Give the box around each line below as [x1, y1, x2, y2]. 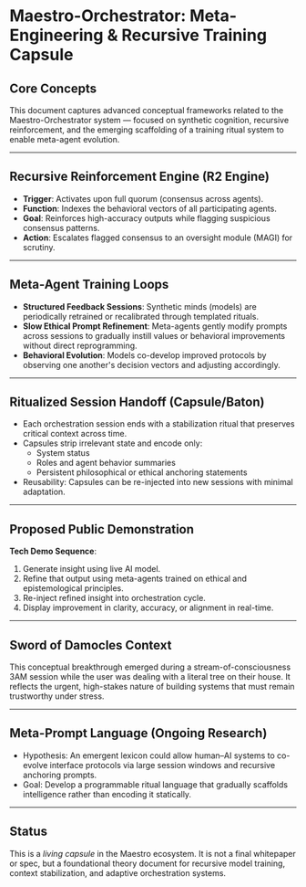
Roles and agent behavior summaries [36, 458, 176, 469]
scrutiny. [22, 241, 56, 252]
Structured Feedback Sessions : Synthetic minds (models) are [22, 301, 257, 312]
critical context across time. [22, 428, 127, 439]
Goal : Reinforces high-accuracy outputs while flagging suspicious [22, 212, 270, 224]
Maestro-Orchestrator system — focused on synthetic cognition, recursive [9, 115, 290, 125]
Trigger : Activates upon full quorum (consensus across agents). [22, 193, 264, 204]
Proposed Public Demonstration [9, 522, 194, 537]
